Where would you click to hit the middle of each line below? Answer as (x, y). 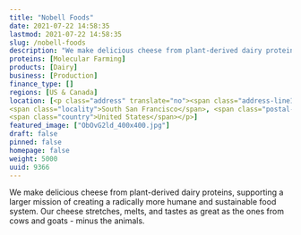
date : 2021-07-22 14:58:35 (60, 26)
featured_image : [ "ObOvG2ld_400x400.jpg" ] (90, 126)
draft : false (34, 134)
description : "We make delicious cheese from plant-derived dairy (136, 51)
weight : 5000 (34, 159)
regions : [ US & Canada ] (54, 92)
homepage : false (39, 150)
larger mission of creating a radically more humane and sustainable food (143, 202)
